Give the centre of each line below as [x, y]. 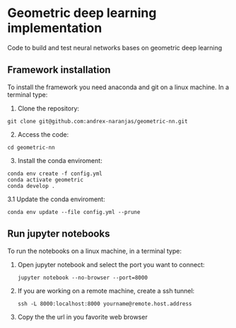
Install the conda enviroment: [60, 160]
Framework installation [59, 70]
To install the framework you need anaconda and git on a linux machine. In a [118, 87]
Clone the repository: [48, 108]
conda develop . [31, 186]
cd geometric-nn [31, 147]
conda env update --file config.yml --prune [74, 212]
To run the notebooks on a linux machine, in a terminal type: [95, 251]
